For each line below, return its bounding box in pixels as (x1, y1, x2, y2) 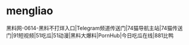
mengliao (6, 4, 53, 18)
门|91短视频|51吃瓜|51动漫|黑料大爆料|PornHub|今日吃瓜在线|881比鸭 (6, 31, 174, 39)
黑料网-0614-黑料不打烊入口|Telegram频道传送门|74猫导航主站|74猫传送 (6, 24, 183, 31)
